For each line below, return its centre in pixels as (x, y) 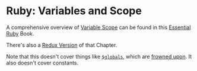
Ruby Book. (20, 33)
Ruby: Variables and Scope (74, 11)
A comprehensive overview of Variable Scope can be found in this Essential (99, 27)
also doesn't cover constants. (42, 63)
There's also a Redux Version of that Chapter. (62, 45)
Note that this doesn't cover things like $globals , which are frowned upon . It (99, 56)
